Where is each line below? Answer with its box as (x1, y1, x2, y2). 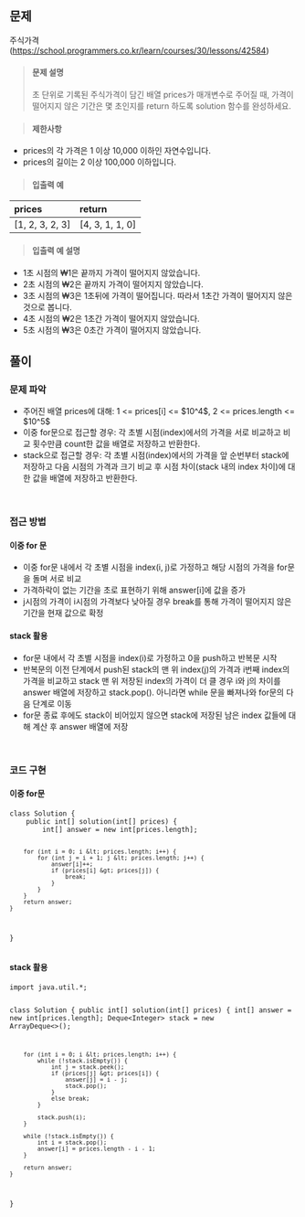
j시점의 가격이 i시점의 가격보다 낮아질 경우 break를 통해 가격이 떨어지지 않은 (22, 596, 292, 607)
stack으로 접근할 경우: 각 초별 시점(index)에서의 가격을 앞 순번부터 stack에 (22, 450, 289, 461)
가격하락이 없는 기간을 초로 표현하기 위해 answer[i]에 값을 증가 (22, 584, 247, 596)
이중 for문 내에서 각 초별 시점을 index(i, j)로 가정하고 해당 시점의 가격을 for (22, 561, 288, 573)
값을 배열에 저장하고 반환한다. (32, 473, 138, 484)
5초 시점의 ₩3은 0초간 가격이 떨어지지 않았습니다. (22, 324, 202, 336)
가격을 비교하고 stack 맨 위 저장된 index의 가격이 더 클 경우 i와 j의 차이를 (22, 675, 281, 686)
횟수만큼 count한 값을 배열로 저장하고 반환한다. (32, 438, 201, 450)
